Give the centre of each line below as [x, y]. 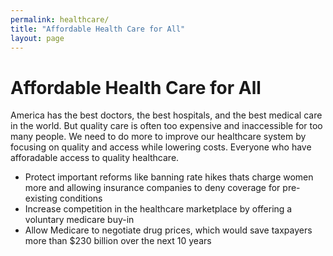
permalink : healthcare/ [60, 19]
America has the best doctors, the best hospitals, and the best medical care [166, 115]
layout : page [37, 38]
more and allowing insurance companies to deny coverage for [152, 188]
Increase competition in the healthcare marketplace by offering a [158, 209]
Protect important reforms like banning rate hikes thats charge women [169, 177]
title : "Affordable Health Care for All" [98, 29]
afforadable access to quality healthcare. [95, 158]
